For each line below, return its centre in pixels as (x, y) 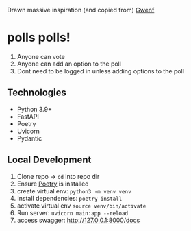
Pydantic (29, 138)
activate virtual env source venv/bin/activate (81, 206)
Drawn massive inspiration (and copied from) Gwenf (81, 10)
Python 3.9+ (35, 109)
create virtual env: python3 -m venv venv (74, 191)
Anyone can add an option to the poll (69, 64)
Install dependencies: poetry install (69, 198)
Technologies (37, 93)
